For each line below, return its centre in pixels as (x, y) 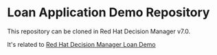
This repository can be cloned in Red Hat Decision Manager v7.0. (99, 31)
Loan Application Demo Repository (108, 13)
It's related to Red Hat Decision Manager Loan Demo (81, 44)
